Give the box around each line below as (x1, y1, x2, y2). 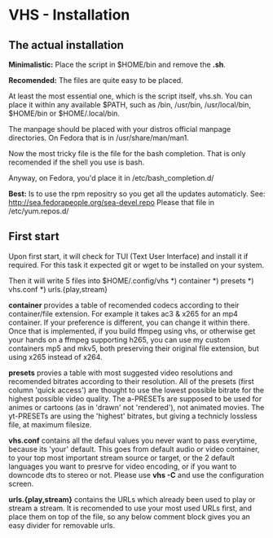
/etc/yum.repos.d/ (8, 206, 69, 216)
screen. (8, 479, 34, 488)
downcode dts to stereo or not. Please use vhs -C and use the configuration (8, 470, 265, 479)
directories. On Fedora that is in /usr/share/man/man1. (8, 133, 190, 142)
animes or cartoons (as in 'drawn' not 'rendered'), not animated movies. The (8, 402, 265, 412)
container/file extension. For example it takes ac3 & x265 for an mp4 (8, 308, 239, 318)
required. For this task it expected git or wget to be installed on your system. (8, 260, 265, 269)
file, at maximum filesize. (8, 419, 92, 429)
